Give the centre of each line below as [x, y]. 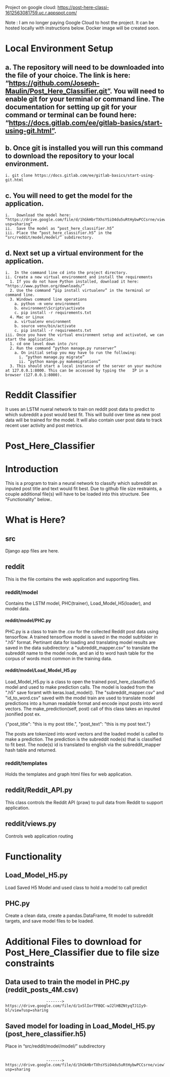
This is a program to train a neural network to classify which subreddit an [81, 483]
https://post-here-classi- [83, 7]
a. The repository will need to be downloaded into [85, 67]
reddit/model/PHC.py [28, 620]
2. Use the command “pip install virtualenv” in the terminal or [80, 291]
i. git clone [19, 176]
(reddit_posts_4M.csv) [42, 990]
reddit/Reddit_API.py [39, 790]
